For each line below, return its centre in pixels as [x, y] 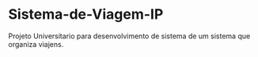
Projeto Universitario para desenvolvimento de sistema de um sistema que [129, 36]
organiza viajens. [36, 44]
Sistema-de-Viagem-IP [86, 14]
